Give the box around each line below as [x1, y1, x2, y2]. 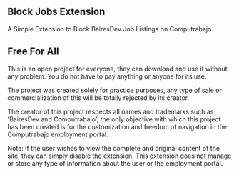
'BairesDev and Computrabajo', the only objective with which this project [7, 114, 221, 124]
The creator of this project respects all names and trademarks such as [7, 107, 214, 116]
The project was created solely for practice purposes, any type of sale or [7, 86, 223, 94]
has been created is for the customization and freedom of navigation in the [7, 122, 227, 131]
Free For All [7, 46, 59, 58]
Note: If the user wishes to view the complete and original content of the [7, 144, 220, 152]
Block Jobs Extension [7, 6, 106, 18]
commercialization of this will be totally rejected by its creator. [7, 93, 190, 102]
